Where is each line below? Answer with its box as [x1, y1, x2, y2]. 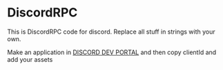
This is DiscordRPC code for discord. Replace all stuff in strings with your [7, 27, 215, 36]
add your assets [7, 55, 53, 63]
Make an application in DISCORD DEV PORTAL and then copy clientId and [7, 48, 217, 56]
